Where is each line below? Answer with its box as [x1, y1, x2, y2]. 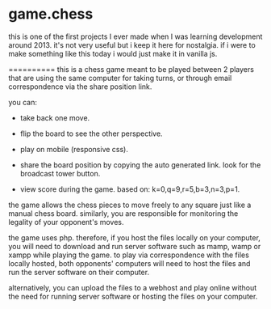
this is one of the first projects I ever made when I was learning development [8, 32, 263, 41]
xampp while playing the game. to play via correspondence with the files [8, 250, 250, 260]
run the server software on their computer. [8, 267, 150, 277]
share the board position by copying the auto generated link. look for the [19, 159, 261, 170]
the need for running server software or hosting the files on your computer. [8, 291, 258, 301]
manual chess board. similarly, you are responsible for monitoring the [8, 208, 239, 218]
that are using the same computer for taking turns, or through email [8, 73, 232, 83]
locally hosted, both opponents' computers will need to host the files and [8, 258, 251, 268]
